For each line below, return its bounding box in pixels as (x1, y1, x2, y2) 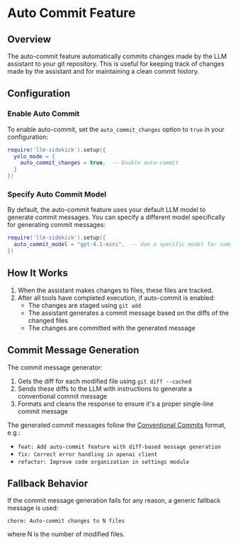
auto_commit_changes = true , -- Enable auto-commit (20, 160, 179, 167)
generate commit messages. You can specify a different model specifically (7, 213, 225, 221)
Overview (7, 33, 52, 45)
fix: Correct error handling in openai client (17, 450, 158, 458)
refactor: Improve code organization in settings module (17, 458, 190, 465)
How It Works (7, 267, 69, 279)
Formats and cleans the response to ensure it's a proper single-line (17, 399, 214, 408)
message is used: (7, 504, 59, 512)
